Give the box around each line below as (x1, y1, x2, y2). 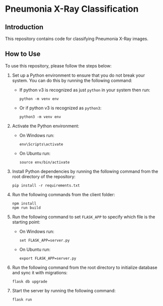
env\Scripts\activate (19, 142, 63, 147)
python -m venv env (19, 96, 59, 101)
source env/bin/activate (19, 160, 70, 164)
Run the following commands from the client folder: (12, 191, 115, 197)
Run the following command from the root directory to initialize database (12, 265, 158, 270)
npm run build (12, 205, 41, 210)
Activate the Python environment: (12, 123, 79, 129)
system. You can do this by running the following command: (12, 77, 132, 83)
